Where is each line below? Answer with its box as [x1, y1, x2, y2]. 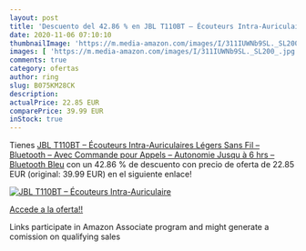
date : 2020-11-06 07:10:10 [9, 30, 112, 39]
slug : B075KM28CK [9, 81, 76, 90]
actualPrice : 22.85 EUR [9, 97, 100, 107]
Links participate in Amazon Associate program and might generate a [9, 222, 270, 233]
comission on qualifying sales [9, 231, 121, 242]
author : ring [9, 73, 59, 82]
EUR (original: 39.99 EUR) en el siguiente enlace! [9, 169, 193, 180]
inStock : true [9, 115, 64, 124]
